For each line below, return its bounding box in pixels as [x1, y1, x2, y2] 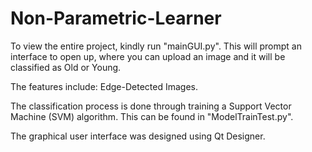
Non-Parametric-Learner [10, 7, 222, 30]
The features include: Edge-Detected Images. [10, 80, 198, 92]
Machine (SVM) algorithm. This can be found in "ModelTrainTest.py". [10, 110, 294, 122]
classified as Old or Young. [10, 61, 122, 73]
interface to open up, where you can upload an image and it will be [10, 50, 286, 62]
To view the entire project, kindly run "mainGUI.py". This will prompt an [10, 40, 302, 52]
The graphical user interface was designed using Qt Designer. [10, 130, 266, 142]
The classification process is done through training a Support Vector [10, 100, 292, 112]
